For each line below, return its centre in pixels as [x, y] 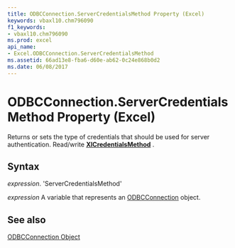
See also [27, 220]
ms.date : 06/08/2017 [38, 67]
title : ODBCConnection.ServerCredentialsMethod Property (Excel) [106, 14]
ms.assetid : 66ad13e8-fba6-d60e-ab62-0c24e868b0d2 [84, 60]
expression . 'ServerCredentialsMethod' [65, 184]
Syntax [23, 167]
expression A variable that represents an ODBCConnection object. [104, 198]
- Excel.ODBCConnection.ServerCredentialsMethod [81, 54]
